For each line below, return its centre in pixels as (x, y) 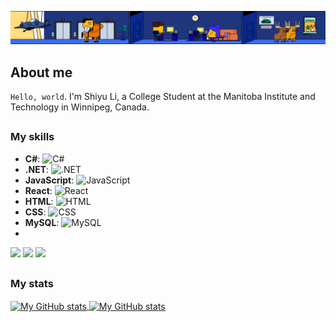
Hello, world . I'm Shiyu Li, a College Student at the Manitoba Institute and (163, 96)
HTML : (39, 201)
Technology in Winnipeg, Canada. (80, 107)
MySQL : (42, 222)
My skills (32, 137)
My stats (32, 284)
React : (38, 190)
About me (41, 72)
